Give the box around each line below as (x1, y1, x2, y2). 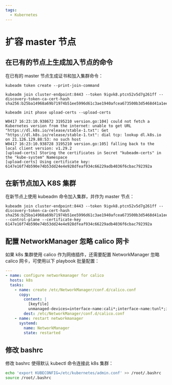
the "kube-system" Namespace (5, 155, 68, 160)
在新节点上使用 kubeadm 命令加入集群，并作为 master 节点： (5, 194, 135, 200)
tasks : (10, 282, 24, 287)
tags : (5, 7, 17, 13)
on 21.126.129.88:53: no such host (5, 137, 81, 142)
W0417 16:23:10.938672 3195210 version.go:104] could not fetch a (5, 119, 150, 124)
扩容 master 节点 (5, 36, 76, 48)
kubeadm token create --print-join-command (5, 83, 100, 88)
